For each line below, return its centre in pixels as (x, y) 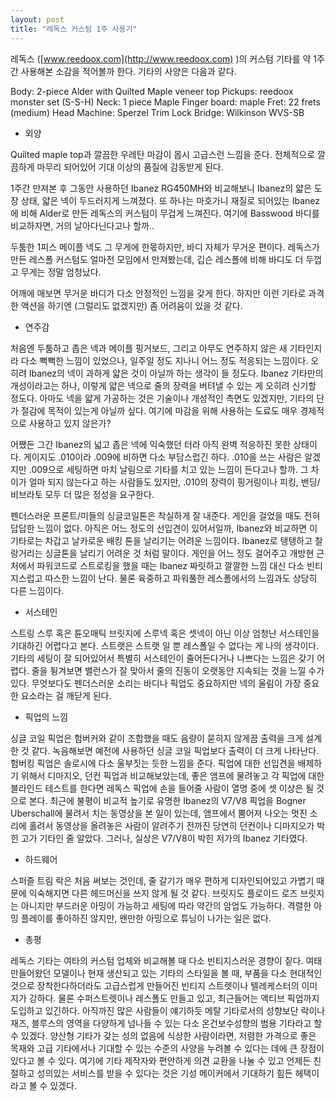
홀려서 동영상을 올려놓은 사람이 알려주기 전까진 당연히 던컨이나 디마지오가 (171, 825)
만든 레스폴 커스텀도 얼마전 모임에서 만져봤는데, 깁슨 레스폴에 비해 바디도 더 (157, 259)
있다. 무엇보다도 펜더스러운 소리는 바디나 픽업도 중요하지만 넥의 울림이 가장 (156, 683)
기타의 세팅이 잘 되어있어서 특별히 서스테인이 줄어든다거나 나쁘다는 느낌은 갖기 (162, 658)
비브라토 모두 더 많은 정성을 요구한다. (82, 494)
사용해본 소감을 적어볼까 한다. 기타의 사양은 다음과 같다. (128, 71)
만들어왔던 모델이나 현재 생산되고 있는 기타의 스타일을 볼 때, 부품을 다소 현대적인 (166, 973)
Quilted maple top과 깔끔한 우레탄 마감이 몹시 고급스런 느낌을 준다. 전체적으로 (163, 154)
